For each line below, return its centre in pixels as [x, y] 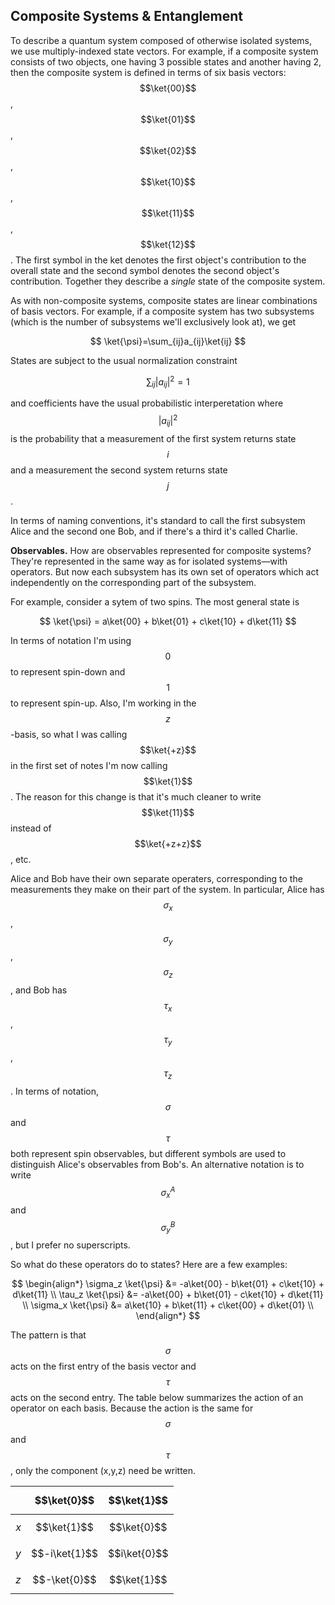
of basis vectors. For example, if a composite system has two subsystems [162, 311]
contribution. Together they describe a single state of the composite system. [168, 281]
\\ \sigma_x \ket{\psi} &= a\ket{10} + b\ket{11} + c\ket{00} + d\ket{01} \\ [168, 1305]
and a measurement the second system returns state [119, 470]
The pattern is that [48, 1335]
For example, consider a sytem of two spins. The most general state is [155, 601]
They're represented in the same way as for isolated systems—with [149, 561]
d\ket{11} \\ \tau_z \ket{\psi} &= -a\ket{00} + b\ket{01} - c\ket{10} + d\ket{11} [168, 1295]
